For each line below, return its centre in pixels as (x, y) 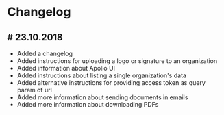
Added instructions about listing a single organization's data (102, 75)
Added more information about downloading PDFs (88, 104)
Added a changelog (45, 53)
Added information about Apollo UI (66, 68)
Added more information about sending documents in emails (102, 97)
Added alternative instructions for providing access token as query (111, 82)
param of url (35, 90)
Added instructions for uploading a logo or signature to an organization (117, 61)
